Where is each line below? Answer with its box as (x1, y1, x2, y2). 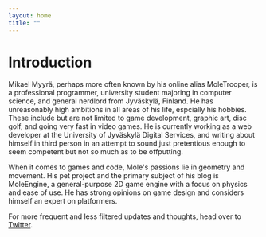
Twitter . (8, 220, 33, 230)
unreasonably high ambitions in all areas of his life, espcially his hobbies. (8, 105, 247, 115)
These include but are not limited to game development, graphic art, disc (8, 113, 247, 123)
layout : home (8, 11, 52, 20)
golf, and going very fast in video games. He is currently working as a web (8, 122, 252, 131)
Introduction (8, 53, 92, 72)
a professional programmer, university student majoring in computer (8, 88, 233, 98)
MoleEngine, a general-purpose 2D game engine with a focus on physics (8, 180, 248, 189)
